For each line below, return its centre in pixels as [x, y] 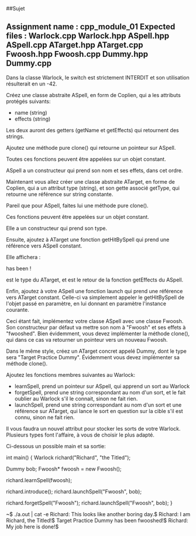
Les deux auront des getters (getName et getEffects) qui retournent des [93, 130]
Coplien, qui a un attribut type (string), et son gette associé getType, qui [93, 188]
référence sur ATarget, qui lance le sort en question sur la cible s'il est [99, 411]
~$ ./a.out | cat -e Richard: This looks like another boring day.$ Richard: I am [98, 514]
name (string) [31, 112]
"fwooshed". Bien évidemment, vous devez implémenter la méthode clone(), [98, 334]
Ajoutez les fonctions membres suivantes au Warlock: [71, 374]
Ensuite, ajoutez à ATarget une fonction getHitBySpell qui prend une [88, 239]
